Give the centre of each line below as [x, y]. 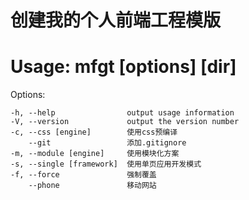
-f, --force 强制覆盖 [83, 175]
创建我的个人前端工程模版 [116, 20]
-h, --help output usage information [122, 113]
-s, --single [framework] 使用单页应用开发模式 [106, 164]
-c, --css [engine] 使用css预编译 [94, 132]
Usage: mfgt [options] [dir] [123, 67]
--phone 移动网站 [92, 186]
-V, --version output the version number [125, 122]
